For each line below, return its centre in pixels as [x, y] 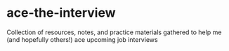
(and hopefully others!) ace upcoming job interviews [83, 39]
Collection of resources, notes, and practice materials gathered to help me [114, 32]
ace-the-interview [61, 13]
